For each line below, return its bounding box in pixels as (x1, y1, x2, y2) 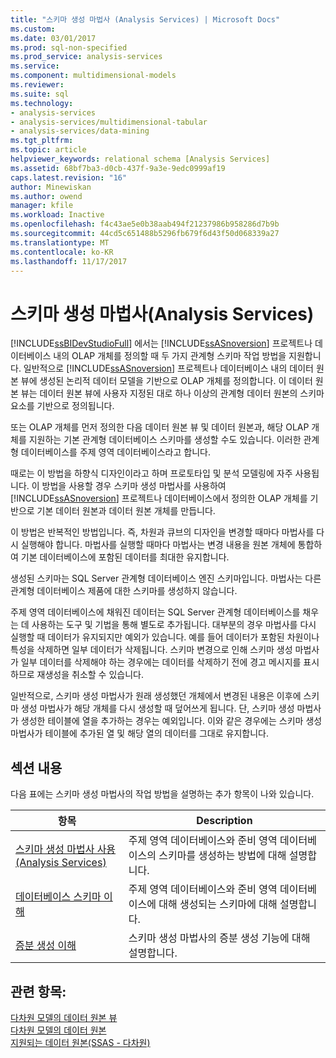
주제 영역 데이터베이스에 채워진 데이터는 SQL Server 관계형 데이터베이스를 (10, 606, 301, 618)
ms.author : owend (10, 191, 83, 201)
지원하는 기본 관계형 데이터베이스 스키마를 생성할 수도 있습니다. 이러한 (28, 434, 302, 446)
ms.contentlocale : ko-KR (10, 247, 114, 257)
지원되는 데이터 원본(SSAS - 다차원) (10, 1036, 151, 1048)
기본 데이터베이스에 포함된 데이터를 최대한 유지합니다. (20, 551, 230, 563)
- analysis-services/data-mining (10, 126, 150, 136)
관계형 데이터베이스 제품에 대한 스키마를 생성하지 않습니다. (10, 585, 238, 597)
